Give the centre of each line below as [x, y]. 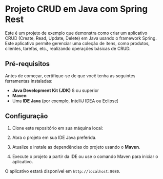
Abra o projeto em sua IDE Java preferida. [54, 137]
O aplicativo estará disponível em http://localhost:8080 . [63, 171]
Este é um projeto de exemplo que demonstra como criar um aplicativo [76, 33]
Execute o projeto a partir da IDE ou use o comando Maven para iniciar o [85, 156]
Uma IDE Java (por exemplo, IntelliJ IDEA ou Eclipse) [65, 101]
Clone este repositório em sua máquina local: [58, 128]
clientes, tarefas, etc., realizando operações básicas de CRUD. [68, 48]
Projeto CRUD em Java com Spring [76, 9]
